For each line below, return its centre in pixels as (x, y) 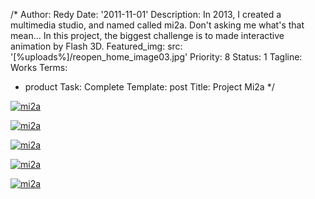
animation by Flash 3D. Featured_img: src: (96, 46)
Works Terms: (39, 67)
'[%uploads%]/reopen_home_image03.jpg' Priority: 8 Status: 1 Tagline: (156, 57)
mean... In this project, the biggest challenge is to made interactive (147, 35)
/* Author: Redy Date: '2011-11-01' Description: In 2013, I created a (146, 14)
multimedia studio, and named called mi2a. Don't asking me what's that (157, 25)
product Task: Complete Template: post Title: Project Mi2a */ (149, 87)
